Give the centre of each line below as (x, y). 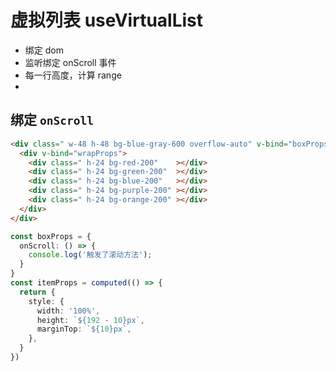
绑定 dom (44, 50)
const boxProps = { (51, 236)
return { (37, 292)
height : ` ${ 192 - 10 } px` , (90, 320)
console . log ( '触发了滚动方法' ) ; (90, 255)
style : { (46, 301)
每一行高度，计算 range (73, 75)
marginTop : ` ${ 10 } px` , (84, 329)
